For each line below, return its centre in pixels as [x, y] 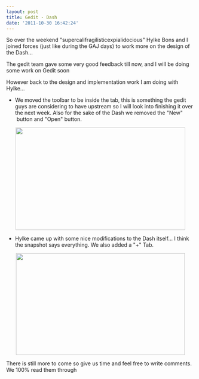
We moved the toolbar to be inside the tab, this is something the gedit [100, 100]
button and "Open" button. [49, 119]
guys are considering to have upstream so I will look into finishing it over [104, 107]
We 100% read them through [42, 370]
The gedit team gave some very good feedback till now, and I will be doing [98, 64]
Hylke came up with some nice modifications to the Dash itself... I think [102, 239]
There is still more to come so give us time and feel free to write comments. [99, 363]
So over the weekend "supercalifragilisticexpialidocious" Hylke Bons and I [97, 40]
